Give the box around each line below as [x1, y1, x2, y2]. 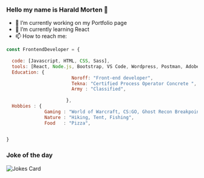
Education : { [12, 69, 45, 75]
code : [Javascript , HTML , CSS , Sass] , [12, 58, 110, 64]
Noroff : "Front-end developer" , [71, 75, 154, 81]
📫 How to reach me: [15, 33, 67, 40]
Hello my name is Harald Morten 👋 [6, 5, 108, 14]
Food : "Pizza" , [44, 120, 91, 126]
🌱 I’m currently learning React [15, 26, 90, 33]
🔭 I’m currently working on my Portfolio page [15, 19, 127, 27]
